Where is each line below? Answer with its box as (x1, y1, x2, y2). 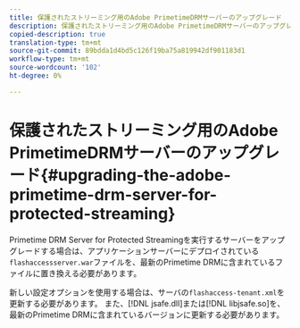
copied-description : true (9, 29, 105, 38)
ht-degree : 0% (9, 71, 62, 80)
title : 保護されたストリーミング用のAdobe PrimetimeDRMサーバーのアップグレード (9, 13, 283, 22)
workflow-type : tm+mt (9, 55, 90, 63)
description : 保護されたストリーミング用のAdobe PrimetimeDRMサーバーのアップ (9, 21, 279, 30)
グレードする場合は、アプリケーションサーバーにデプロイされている (9, 245, 260, 256)
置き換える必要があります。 (39, 267, 142, 278)
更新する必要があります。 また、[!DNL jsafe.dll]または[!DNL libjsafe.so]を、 (9, 298, 286, 308)
